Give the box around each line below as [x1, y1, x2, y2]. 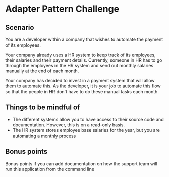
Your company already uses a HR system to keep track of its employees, [5, 52, 156, 58]
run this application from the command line [5, 166, 95, 172]
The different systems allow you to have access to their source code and [12, 116, 164, 122]
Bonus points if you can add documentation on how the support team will [5, 160, 157, 167]
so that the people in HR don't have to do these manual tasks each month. [5, 88, 159, 94]
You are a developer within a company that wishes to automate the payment [5, 36, 163, 42]
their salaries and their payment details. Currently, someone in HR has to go [5, 57, 162, 63]
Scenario [5, 23, 34, 32]
